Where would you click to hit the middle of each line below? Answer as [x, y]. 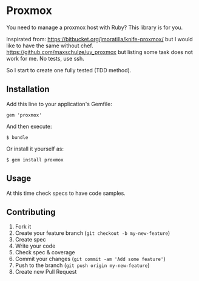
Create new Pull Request [46, 272]
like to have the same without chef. [50, 46]
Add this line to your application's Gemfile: [59, 104]
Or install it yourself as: [35, 149]
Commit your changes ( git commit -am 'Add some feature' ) [90, 259]
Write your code [35, 246]
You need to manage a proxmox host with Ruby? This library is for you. [95, 27]
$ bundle [17, 137]
